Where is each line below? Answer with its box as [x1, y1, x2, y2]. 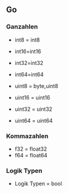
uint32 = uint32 [14, 105, 53, 113]
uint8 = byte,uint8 [14, 82, 59, 89]
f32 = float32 [14, 145, 47, 152]
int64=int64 [14, 71, 44, 78]
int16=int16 [14, 48, 41, 55]
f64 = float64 [14, 151, 48, 158]
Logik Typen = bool [14, 180, 62, 187]
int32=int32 [14, 59, 43, 66]
